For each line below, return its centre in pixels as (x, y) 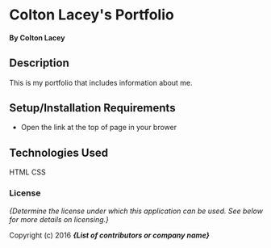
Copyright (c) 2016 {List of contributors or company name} (110, 235)
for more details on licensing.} (59, 219)
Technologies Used (58, 152)
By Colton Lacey (37, 37)
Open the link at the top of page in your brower (98, 128)
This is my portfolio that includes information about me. (101, 82)
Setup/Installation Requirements (92, 108)
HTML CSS (28, 172)
